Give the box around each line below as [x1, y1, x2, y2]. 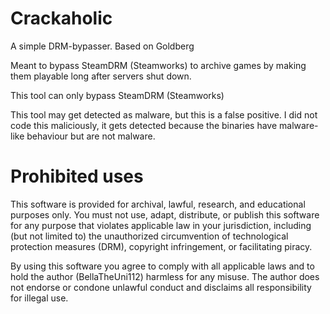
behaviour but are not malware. [26, 130, 156, 142]
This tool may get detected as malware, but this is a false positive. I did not [10, 108, 318, 121]
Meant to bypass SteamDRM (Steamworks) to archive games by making [10, 59, 307, 71]
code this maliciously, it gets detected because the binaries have [10, 119, 278, 131]
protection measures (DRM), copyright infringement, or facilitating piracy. [10, 240, 313, 252]
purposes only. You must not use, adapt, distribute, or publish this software [10, 208, 320, 221]
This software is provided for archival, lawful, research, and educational [10, 198, 306, 210]
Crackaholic [10, 7, 113, 30]
